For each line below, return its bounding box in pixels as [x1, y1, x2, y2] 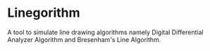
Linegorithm [7, 5, 80, 21]
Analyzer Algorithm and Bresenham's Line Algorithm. [7, 35, 161, 43]
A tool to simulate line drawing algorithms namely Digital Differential [7, 28, 204, 36]
